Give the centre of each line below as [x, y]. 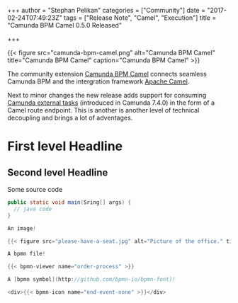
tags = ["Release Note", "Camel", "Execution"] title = [140, 18]
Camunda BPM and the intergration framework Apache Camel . [98, 81]
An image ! [22, 228]
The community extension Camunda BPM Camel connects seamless [107, 74]
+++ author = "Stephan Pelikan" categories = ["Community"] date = [106, 10]
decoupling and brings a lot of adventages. [70, 118]
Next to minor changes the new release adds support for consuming [107, 95]
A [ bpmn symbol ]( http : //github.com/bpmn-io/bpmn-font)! [91, 280]
